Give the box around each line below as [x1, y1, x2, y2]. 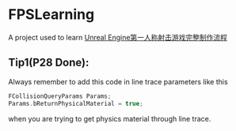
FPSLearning [8, 6, 95, 24]
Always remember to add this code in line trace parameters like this [8, 77, 228, 86]
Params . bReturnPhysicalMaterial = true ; [8, 99, 144, 107]
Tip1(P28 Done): [8, 56, 89, 69]
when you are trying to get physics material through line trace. [8, 114, 211, 123]
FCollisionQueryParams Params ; [8, 92, 112, 100]
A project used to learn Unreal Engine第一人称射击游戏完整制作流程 [8, 32, 228, 42]
